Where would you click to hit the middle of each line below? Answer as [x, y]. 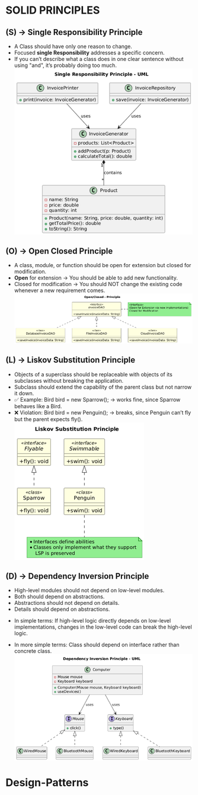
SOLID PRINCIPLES [53, 10]
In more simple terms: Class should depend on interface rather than [97, 645]
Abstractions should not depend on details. [67, 603]
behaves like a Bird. [38, 406]
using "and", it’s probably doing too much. [65, 65]
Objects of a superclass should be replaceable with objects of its [93, 374]
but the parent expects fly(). [48, 419]
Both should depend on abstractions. [59, 597]
